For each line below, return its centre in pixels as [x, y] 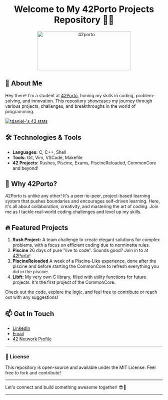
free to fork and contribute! [33, 373]
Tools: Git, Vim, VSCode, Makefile [47, 157]
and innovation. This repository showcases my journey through [87, 101]
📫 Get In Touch [30, 314]
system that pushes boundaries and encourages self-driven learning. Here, [82, 201]
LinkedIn [21, 328]
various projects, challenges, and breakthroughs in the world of [70, 106]
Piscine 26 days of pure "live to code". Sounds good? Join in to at [80, 250]
